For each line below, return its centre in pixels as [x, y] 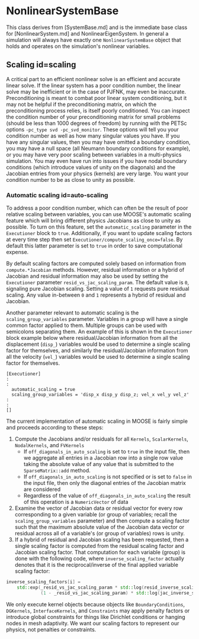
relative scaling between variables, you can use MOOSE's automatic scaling [99, 214]
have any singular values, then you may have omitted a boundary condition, [98, 142]
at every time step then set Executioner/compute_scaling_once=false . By [94, 240]
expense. [17, 252]
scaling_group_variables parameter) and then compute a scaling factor [102, 521]
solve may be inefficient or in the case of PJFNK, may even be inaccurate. [96, 91]
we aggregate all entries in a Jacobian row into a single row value [103, 458]
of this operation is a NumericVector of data [76, 502]
